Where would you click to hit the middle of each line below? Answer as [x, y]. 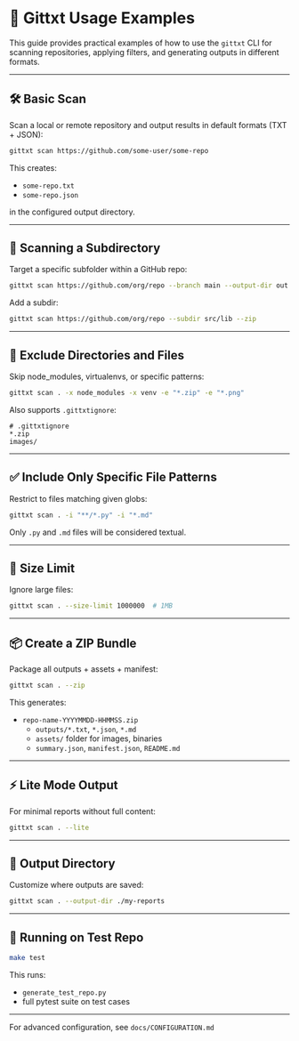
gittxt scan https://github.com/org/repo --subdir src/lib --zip [133, 319]
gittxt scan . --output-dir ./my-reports [87, 901]
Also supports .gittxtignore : [63, 409]
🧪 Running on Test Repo [77, 937]
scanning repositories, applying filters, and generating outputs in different [144, 52]
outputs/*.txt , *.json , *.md [86, 729]
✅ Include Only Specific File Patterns [113, 477]
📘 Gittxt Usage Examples [102, 18]
